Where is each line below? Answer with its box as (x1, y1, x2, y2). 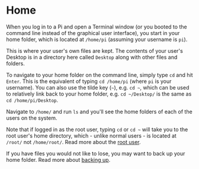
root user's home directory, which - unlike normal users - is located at (6, 132, 176, 139)
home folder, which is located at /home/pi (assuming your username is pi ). (6, 36, 188, 43)
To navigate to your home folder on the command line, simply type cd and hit (6, 71, 193, 78)
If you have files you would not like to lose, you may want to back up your (6, 149, 185, 157)
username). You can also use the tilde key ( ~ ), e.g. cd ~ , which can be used (6, 84, 190, 91)
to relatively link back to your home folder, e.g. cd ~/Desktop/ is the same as (6, 90, 192, 97)
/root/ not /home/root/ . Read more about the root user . (6, 138, 141, 145)
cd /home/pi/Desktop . (6, 96, 59, 104)
